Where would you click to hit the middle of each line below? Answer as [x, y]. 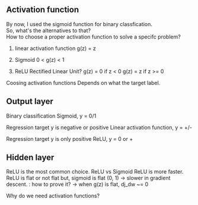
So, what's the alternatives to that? [48, 30]
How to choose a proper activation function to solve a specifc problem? [93, 37]
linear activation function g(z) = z [55, 48]
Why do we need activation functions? [53, 196]
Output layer [30, 101]
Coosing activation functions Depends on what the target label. [83, 83]
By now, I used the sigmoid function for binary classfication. [79, 24]
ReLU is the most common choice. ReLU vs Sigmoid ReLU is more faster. [95, 172]
